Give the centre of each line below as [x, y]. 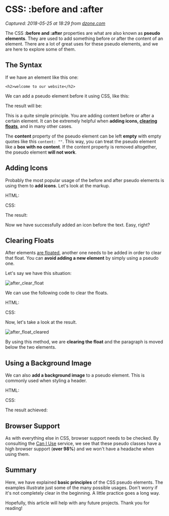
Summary [21, 470]
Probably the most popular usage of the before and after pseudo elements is [85, 180]
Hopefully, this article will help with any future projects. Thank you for [77, 503]
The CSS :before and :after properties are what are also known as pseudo [83, 33]
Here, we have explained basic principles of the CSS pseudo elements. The [84, 482]
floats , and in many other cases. [39, 126]
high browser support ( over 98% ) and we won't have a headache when [80, 449]
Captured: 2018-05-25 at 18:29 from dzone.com [55, 23]
